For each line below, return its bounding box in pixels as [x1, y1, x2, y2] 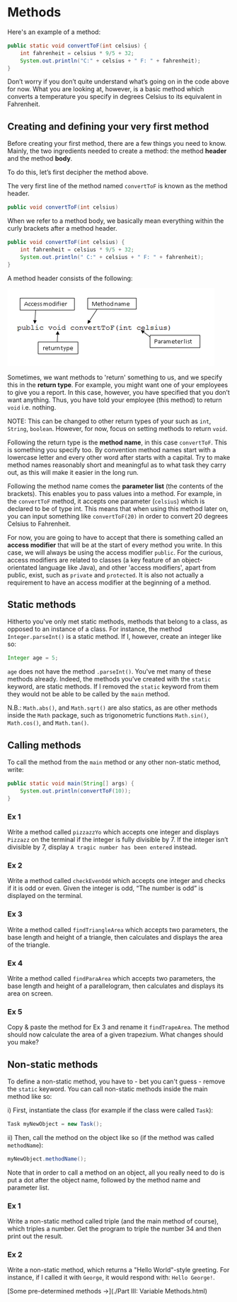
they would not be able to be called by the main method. [7, 690, 170, 698]
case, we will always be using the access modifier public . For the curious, [7, 548, 224, 556]
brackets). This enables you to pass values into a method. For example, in [7, 489, 222, 497]
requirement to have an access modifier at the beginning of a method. [7, 578, 212, 587]
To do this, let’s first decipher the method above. [7, 168, 149, 177]
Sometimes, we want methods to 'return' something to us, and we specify [7, 373, 223, 381]
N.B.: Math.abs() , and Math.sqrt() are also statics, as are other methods [7, 703, 218, 712]
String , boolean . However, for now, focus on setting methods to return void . [7, 424, 228, 432]
